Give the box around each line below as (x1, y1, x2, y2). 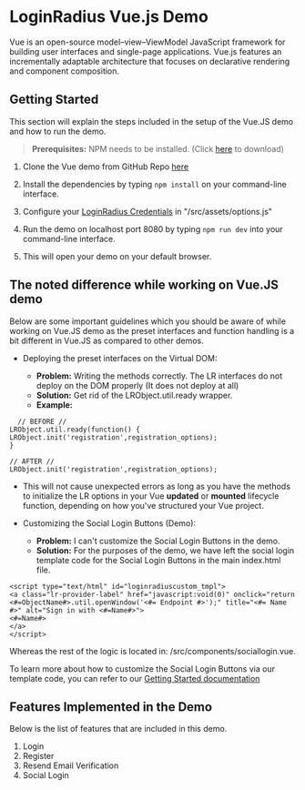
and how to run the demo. (9, 126, 107, 137)
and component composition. (9, 66, 120, 76)
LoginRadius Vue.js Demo (9, 6, 209, 27)
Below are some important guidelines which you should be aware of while (9, 316, 287, 327)
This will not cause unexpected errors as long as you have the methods (22, 481, 291, 491)
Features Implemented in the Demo (9, 699, 212, 714)
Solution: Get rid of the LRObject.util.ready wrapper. (36, 390, 233, 400)
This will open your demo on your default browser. (22, 250, 212, 261)
